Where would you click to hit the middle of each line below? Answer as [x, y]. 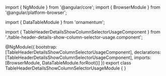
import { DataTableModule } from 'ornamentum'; [55, 22]
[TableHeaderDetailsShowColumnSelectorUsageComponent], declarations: [83, 52]
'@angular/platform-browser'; [36, 12]
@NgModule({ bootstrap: [31, 47]
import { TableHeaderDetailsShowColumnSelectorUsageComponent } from [83, 32]
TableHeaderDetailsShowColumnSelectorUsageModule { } [66, 68]
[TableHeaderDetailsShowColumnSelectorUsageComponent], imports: [78, 57]
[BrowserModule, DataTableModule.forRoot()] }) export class [68, 63]
